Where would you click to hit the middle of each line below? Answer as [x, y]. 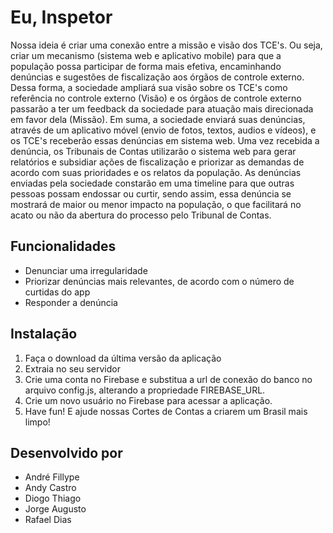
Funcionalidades [63, 246]
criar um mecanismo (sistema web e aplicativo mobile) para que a [146, 55]
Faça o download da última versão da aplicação [123, 358]
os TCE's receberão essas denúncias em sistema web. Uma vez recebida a [165, 140]
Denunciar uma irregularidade [86, 270]
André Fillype [52, 477]
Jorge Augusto [55, 509]
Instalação [44, 334]
